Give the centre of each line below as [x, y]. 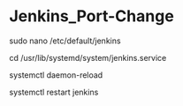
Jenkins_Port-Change [91, 16]
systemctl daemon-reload [56, 75]
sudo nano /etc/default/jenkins [65, 41]
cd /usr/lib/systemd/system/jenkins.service [88, 57]
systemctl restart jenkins [54, 92]
